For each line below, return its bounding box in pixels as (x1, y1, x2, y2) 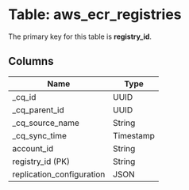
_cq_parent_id (12, 104, 65, 116)
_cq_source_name (12, 117, 79, 128)
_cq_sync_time (12, 130, 67, 141)
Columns (8, 55, 54, 68)
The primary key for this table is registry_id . (8, 32, 152, 41)
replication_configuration (12, 169, 106, 180)
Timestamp (112, 130, 155, 141)
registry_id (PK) (12, 156, 70, 167)
